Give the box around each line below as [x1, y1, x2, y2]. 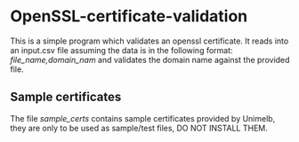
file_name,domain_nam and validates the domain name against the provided [10, 54, 290, 65]
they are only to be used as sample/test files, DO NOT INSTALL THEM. [10, 122, 268, 133]
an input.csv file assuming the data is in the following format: [10, 44, 234, 55]
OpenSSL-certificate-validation [10, 6, 248, 27]
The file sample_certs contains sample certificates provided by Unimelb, [10, 113, 276, 123]
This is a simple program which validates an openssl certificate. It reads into [10, 35, 289, 46]
